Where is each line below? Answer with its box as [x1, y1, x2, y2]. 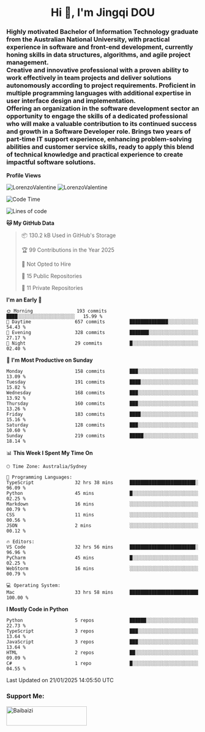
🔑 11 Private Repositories [21, 284, 84, 292]
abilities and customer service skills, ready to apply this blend [6, 142, 195, 151]
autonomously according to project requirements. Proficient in [6, 81, 196, 90]
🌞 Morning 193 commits [6, 308, 107, 314]
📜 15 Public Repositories [21, 273, 83, 280]
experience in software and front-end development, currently [6, 43, 193, 52]
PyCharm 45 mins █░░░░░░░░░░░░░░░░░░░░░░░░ [6, 555, 199, 561]
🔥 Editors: [6, 539, 35, 545]
